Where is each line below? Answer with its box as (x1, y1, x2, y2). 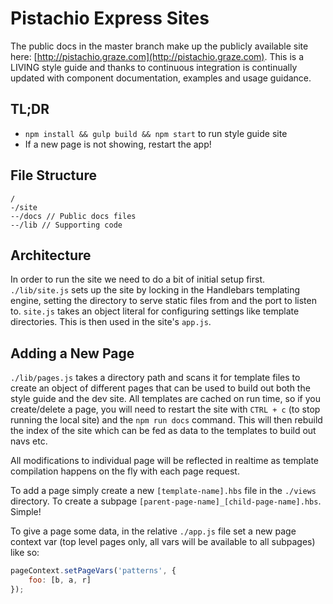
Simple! (10, 506, 42, 518)
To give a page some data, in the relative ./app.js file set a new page (10, 525, 297, 537)
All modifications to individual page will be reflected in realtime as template (10, 455, 319, 467)
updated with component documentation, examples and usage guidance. (10, 72, 312, 84)
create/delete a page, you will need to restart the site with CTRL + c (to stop (10, 403, 321, 416)
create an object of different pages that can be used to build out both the (10, 382, 311, 394)
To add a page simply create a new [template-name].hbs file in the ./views (10, 485, 317, 497)
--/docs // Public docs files (10, 211, 137, 221)
